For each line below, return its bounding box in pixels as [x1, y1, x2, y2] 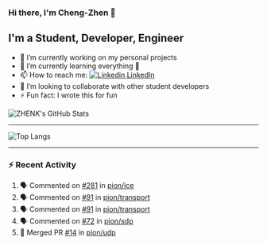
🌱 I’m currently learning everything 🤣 [19, 61, 141, 71]
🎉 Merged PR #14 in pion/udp [19, 228, 117, 237]
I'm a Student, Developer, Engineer [8, 32, 184, 45]
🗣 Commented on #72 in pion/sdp [19, 216, 133, 226]
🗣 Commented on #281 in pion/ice [19, 181, 134, 190]
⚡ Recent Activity [8, 159, 77, 170]
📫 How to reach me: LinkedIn [19, 70, 155, 79]
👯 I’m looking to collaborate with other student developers [19, 81, 210, 90]
